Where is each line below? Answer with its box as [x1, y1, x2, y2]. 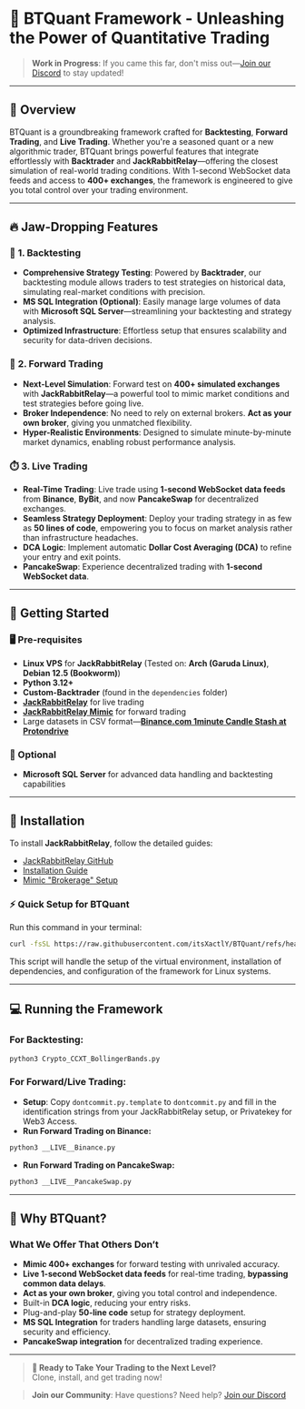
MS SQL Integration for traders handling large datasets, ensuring [22, 1317, 267, 1328]
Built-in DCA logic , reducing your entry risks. [22, 1297, 191, 1309]
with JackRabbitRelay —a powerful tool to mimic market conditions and [22, 388, 290, 399]
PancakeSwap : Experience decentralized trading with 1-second [22, 562, 263, 573]
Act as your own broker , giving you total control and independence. [22, 1288, 278, 1299]
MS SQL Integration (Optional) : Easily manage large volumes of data [22, 296, 281, 308]
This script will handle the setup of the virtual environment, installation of [9, 956, 282, 967]
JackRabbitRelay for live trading [22, 696, 145, 707]
